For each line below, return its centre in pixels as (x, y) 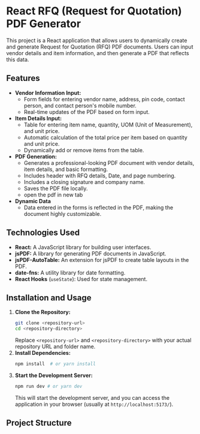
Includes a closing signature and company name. (84, 182)
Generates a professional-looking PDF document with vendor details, (109, 162)
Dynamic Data (33, 201)
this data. (18, 59)
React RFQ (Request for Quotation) (94, 11)
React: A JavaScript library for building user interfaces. (83, 247)
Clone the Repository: (43, 312)
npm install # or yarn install (55, 364)
